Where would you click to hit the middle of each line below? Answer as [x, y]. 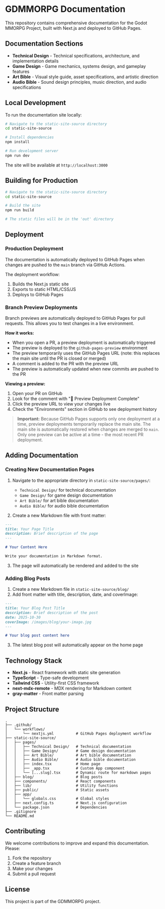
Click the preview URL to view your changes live [61, 404]
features [21, 71]
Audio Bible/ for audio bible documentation [64, 506]
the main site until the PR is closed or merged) [59, 358]
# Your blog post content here [37, 635]
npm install [17, 142]
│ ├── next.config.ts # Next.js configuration [66, 803]
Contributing [25, 831]
